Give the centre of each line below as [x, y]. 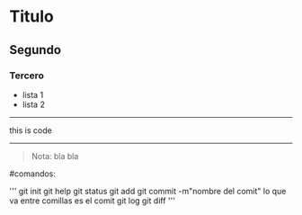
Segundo [35, 50]
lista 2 [33, 104]
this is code [31, 130]
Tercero [27, 76]
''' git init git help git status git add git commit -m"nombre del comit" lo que [148, 191]
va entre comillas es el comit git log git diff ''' [92, 201]
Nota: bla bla [55, 156]
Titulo [31, 17]
